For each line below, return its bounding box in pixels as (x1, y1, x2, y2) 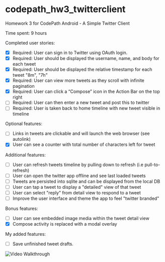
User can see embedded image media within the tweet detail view (12, 215, 149, 221)
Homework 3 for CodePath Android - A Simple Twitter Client (5, 20, 130, 26)
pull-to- (144, 162, 160, 168)
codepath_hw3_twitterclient (5, 4, 126, 15)
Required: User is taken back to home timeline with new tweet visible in (12, 105, 160, 112)
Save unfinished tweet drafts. (12, 241, 74, 247)
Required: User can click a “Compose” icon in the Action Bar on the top (12, 88, 160, 94)
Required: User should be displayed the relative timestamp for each (12, 67, 152, 73)
